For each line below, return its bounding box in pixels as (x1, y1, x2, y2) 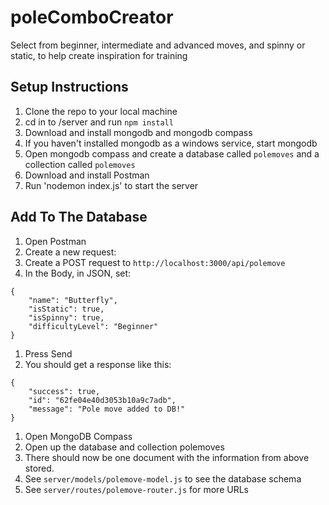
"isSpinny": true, (28, 312, 105, 323)
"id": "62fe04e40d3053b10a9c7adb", (28, 395, 177, 405)
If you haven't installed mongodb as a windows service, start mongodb (24, 137, 318, 149)
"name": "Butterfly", (28, 295, 118, 305)
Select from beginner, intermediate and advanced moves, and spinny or (10, 39, 306, 51)
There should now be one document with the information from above (24, 451, 310, 463)
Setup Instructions (10, 79, 129, 96)
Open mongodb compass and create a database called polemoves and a (24, 147, 320, 160)
